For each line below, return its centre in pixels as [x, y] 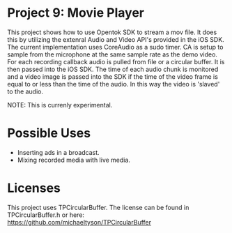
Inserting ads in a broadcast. [58, 152]
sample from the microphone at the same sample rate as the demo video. [113, 54]
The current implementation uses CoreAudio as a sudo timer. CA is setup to [115, 47]
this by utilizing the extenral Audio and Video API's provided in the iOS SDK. [116, 39]
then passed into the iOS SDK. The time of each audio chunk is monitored [113, 69]
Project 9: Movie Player [76, 13]
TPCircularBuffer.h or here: [46, 215]
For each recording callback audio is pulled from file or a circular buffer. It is [116, 61]
